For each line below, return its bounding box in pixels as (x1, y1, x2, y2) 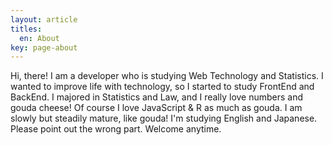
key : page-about (10, 42, 78, 53)
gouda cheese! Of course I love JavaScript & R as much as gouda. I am (10, 102, 303, 114)
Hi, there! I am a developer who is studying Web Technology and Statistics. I (10, 70, 324, 82)
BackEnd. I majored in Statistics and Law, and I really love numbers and (10, 91, 304, 103)
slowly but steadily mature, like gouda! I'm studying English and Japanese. (10, 112, 318, 125)
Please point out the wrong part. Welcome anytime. (10, 123, 222, 135)
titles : (10, 24, 43, 34)
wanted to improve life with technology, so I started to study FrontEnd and (10, 81, 315, 93)
